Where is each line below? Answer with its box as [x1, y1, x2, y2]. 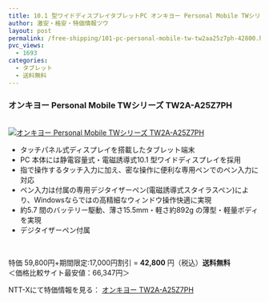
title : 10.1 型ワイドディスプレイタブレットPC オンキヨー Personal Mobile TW [8, 11, 249, 20]
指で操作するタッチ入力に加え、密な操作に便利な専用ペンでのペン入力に [19, 165, 259, 174]
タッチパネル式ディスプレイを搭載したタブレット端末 [19, 145, 195, 154]
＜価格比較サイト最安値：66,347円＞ [8, 267, 130, 277]
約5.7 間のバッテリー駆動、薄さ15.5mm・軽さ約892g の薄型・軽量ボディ [19, 205, 259, 214]
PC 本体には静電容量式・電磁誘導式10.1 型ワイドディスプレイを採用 [19, 154, 242, 165]
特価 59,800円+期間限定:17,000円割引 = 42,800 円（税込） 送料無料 [8, 258, 231, 267]
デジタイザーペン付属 [19, 225, 90, 235]
